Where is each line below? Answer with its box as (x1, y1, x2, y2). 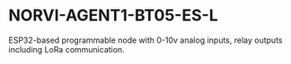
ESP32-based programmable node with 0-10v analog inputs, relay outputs (8, 35, 283, 45)
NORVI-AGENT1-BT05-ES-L (8, 5, 218, 26)
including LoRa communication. (8, 44, 125, 54)
